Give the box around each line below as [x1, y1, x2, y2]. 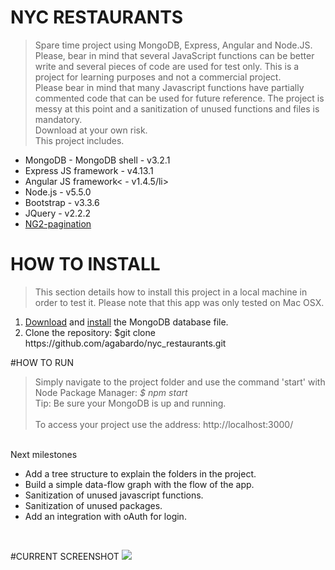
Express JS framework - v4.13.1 [24, 164, 154, 176]
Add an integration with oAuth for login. [24, 510, 187, 522]
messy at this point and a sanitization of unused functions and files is [34, 102, 320, 115]
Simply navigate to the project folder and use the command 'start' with [34, 376, 326, 388]
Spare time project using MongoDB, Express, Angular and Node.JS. [34, 39, 313, 51]
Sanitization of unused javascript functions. [24, 489, 204, 501]
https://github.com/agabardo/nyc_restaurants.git [24, 337, 227, 349]
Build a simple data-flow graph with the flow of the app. [24, 478, 255, 490]
